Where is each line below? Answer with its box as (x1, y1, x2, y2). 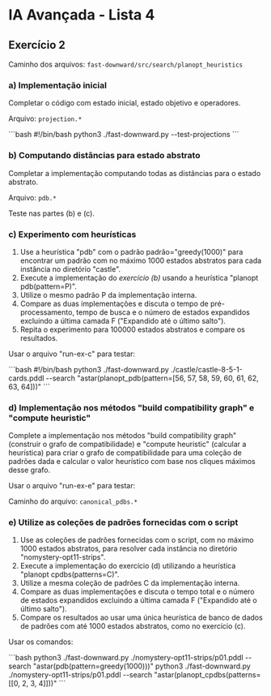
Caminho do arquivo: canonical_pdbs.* (8, 496, 138, 506)
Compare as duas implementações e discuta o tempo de (19, 299, 209, 308)
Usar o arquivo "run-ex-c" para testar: (8, 349, 136, 359)
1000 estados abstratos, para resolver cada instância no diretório (19, 543, 238, 553)
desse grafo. (8, 465, 51, 475)
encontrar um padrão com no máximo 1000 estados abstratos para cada (19, 256, 262, 265)
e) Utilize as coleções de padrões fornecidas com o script (8, 517, 239, 528)
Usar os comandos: (8, 637, 74, 647)
